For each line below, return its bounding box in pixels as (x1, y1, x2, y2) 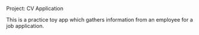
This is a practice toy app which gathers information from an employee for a (6, 16, 193, 23)
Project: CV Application (6, 5, 64, 12)
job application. (6, 23, 44, 29)
